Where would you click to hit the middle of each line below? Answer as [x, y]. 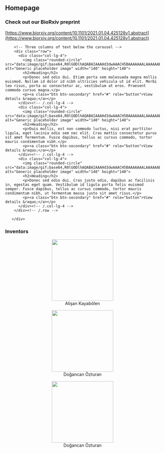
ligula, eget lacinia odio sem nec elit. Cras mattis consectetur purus [81, 133]
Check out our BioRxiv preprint [42, 22]
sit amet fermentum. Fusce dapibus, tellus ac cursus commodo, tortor [79, 137]
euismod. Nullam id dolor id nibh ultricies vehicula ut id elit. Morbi [81, 81]
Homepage [22, 8]
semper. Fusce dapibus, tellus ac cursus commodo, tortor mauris [73, 189]
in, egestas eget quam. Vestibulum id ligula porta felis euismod [74, 184]
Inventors [17, 231]
